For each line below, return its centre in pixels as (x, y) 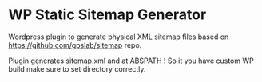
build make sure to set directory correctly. (77, 68)
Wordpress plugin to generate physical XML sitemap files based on (119, 37)
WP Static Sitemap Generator (107, 15)
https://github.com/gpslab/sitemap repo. (75, 45)
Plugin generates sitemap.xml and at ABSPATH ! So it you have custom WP (131, 61)
